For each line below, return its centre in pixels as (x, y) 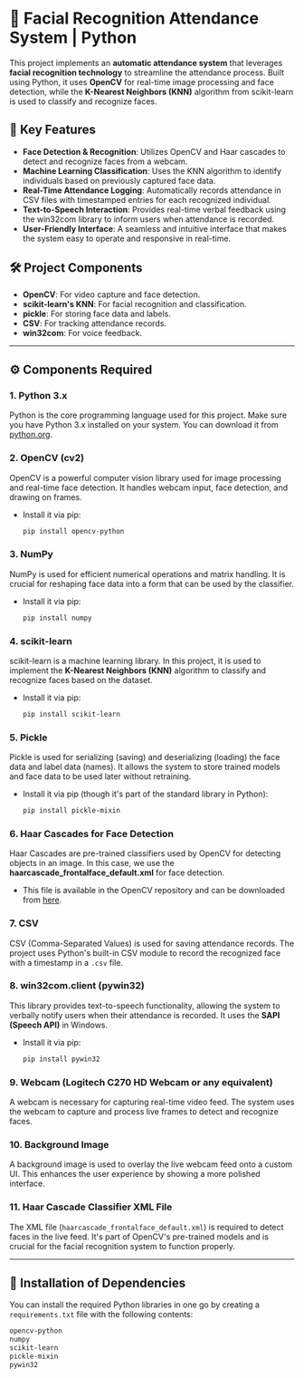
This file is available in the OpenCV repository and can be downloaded (153, 891)
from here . (42, 900)
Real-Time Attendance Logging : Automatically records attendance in (152, 190)
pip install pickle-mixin (71, 811)
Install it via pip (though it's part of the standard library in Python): (145, 794)
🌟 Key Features (53, 130)
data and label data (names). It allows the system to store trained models (145, 767)
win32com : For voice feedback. (82, 332)
